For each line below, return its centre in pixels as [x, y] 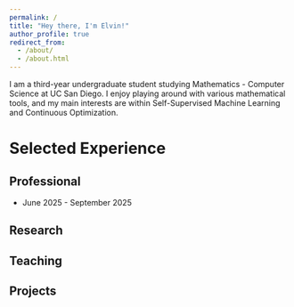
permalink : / [33, 17]
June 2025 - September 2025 [77, 202]
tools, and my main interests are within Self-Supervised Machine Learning [145, 103]
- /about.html [43, 59]
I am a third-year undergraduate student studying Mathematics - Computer [147, 84]
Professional [45, 181]
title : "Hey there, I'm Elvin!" [69, 26]
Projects [33, 291]
